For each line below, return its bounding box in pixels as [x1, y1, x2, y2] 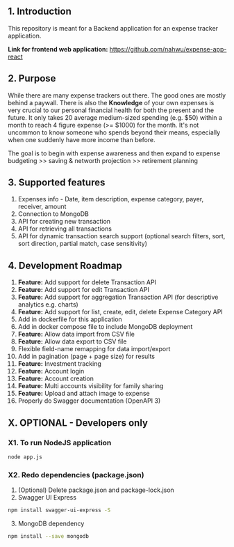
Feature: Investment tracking [17, 360, 101, 368]
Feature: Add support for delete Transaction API [17, 278, 157, 286]
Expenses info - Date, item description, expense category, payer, [17, 195, 204, 203]
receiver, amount [17, 202, 67, 211]
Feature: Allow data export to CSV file [17, 337, 127, 346]
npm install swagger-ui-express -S [8, 507, 111, 514]
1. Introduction [8, 6, 72, 17]
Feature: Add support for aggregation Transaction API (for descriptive [17, 293, 219, 302]
